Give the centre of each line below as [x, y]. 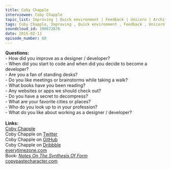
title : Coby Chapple [27, 10]
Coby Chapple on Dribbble [33, 145]
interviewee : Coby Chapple [34, 15]
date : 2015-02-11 [24, 34]
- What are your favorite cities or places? [48, 101]
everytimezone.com [26, 150]
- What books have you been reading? [45, 85]
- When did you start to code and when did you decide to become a [76, 64]
